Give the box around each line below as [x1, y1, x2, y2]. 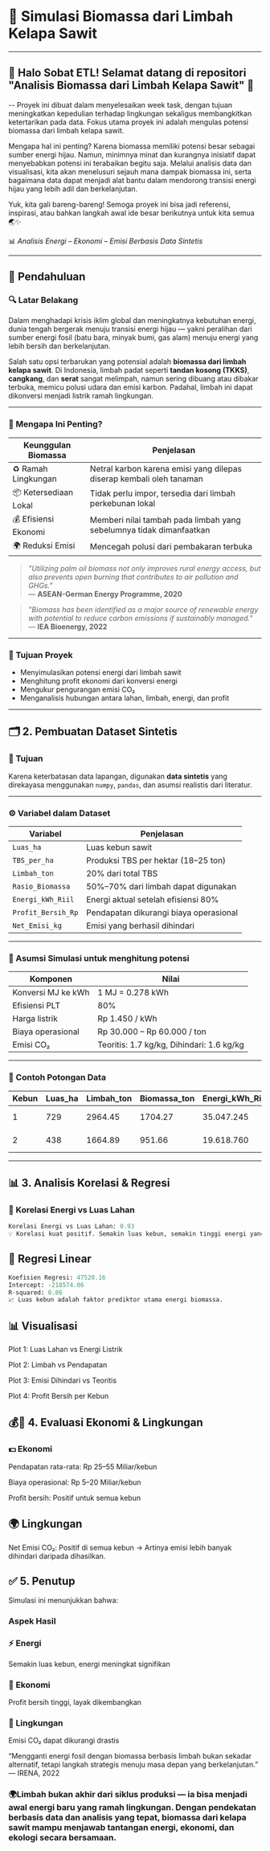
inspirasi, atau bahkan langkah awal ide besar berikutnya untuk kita [8, 208, 231, 218]
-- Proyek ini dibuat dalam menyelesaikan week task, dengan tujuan [8, 100, 233, 109]
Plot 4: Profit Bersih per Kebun [8, 1391, 109, 1401]
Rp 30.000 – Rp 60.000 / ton [97, 1026, 207, 1037]
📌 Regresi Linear [8, 1252, 92, 1266]
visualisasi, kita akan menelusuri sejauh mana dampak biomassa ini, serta [8, 166, 252, 176]
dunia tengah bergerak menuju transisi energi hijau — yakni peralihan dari [8, 325, 252, 334]
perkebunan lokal [89, 498, 156, 509]
